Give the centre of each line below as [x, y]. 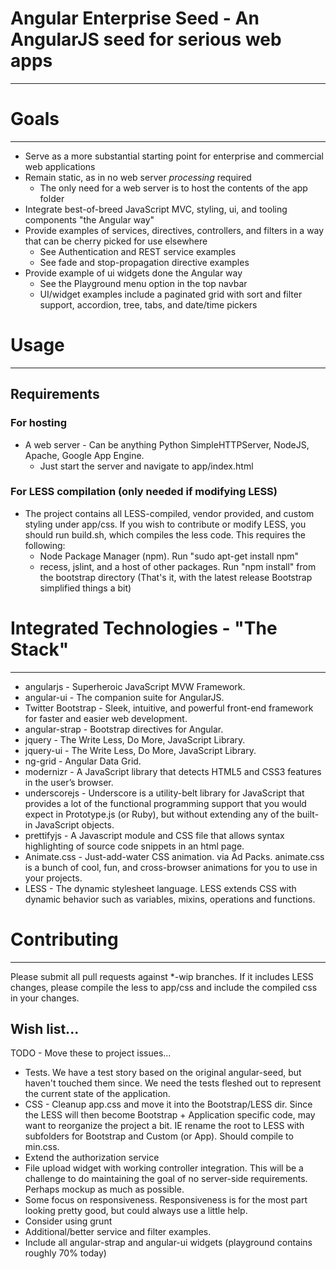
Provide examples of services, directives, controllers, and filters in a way [174, 230]
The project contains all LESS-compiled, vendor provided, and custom [169, 513]
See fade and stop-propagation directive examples [144, 262]
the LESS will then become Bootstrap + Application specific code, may [170, 1115]
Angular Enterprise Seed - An [135, 18]
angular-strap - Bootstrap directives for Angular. [124, 729]
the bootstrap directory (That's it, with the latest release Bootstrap [176, 577]
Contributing [64, 939]
